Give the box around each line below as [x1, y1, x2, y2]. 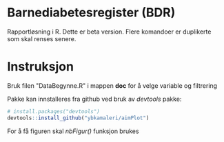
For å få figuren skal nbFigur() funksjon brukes [7, 127, 139, 135]
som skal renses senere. [7, 34, 77, 43]
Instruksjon [7, 59, 74, 75]
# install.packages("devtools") [7, 108, 100, 115]
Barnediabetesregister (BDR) [7, 5, 176, 21]
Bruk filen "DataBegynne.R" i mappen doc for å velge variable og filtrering [7, 81, 218, 90]
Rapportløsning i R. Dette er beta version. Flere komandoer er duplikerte [7, 27, 212, 36]
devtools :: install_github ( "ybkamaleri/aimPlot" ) [7, 115, 150, 121]
